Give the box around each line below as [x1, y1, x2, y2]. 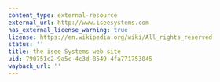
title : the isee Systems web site [8, 48, 122, 55]
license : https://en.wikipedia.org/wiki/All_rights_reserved [8, 33, 213, 41]
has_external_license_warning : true [8, 26, 128, 34]
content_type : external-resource [8, 11, 118, 20]
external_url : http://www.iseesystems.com [8, 19, 149, 27]
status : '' [8, 41, 44, 48]
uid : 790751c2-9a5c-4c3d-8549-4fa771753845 [8, 55, 153, 63]
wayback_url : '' [8, 62, 61, 70]
